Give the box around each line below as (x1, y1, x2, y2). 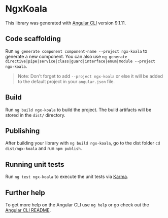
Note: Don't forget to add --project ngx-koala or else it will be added (17, 73, 163, 79)
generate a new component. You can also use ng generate (5, 53, 127, 59)
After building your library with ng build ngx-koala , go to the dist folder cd (5, 140, 160, 146)
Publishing (5, 126, 40, 135)
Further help (5, 188, 46, 197)
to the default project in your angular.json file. (17, 78, 115, 84)
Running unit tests (5, 160, 64, 169)
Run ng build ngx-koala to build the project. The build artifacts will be (5, 106, 152, 113)
